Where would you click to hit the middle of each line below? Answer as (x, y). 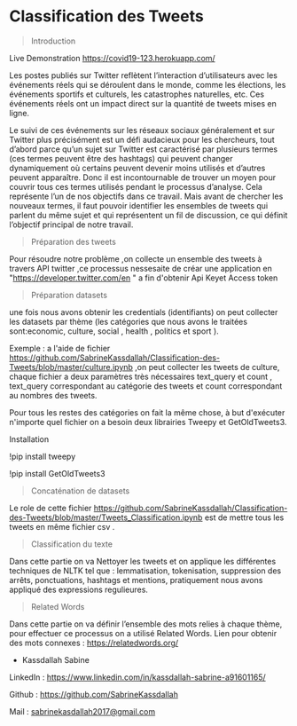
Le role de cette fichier (51, 508)
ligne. (19, 113)
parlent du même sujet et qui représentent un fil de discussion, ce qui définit (148, 215)
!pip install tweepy (43, 456)
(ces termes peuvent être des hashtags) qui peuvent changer (121, 158)
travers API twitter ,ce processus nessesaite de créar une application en (141, 268)
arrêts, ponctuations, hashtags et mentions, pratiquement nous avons (136, 580)
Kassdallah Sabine (56, 659)
